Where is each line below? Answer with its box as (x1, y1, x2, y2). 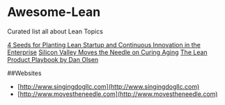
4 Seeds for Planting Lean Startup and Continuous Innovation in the (7, 40, 201, 49)
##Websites (7, 69, 42, 77)
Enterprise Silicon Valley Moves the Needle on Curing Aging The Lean (7, 48, 208, 56)
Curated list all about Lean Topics (7, 27, 103, 35)
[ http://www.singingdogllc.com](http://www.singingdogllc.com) (17, 82, 200, 90)
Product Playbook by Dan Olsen (7, 55, 99, 63)
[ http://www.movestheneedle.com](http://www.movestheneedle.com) (17, 90, 218, 98)
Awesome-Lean (7, 4, 101, 20)
